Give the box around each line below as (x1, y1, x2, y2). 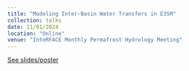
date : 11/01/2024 (7, 23, 59, 30)
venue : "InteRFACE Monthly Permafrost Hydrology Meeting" (7, 37, 183, 44)
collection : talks (7, 17, 62, 24)
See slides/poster (7, 56, 59, 64)
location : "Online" (7, 30, 65, 37)
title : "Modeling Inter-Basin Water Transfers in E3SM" (7, 10, 176, 18)
